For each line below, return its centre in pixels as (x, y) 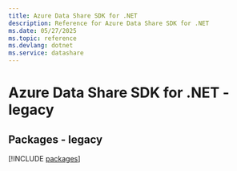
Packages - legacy (55, 139)
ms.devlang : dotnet (41, 46)
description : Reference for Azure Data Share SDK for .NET (109, 23)
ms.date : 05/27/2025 (43, 31)
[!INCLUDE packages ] (44, 159)
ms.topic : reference (43, 38)
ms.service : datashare (46, 53)
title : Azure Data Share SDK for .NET (73, 16)
